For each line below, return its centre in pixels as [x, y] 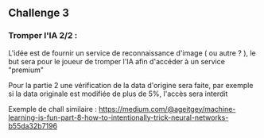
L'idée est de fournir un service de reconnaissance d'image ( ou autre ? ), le [132, 53]
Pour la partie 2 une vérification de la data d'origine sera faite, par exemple [131, 85]
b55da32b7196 [33, 125]
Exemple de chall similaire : [53, 109]
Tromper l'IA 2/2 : [43, 36]
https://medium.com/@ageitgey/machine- [167, 109]
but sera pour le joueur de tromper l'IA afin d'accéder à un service [116, 61]
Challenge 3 [39, 13]
